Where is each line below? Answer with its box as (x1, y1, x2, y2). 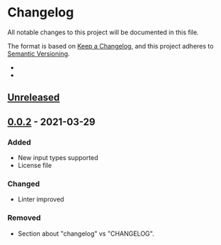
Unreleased (7, 91, 61, 104)
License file (17, 161, 52, 170)
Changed (7, 179, 41, 189)
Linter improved (17, 195, 64, 204)
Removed (7, 213, 41, 223)
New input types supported (17, 154, 98, 162)
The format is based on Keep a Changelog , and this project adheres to (7, 41, 214, 50)
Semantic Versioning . (7, 49, 70, 58)
